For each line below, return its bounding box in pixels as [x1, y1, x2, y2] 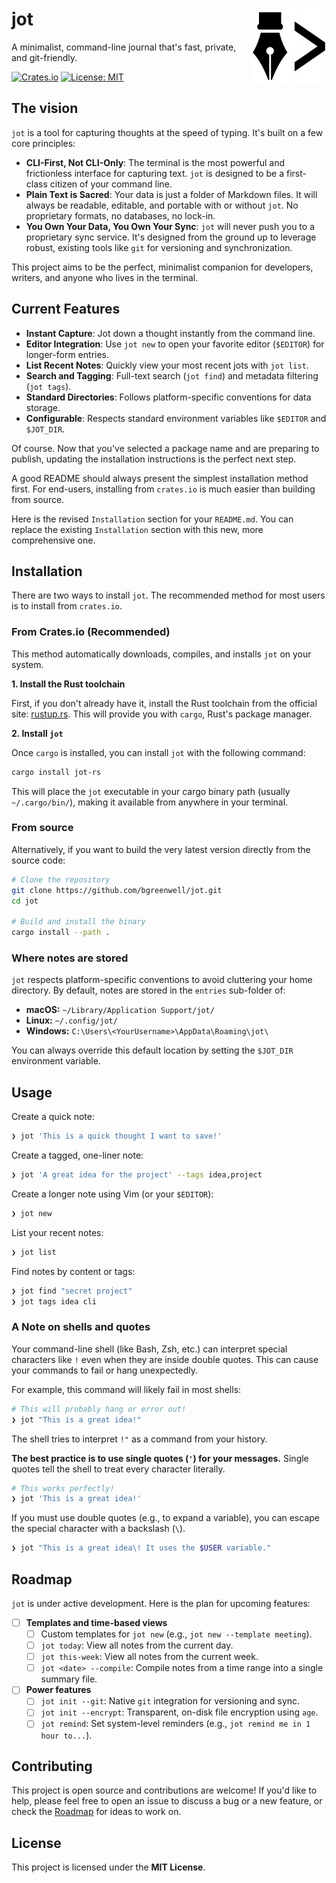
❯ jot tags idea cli [11, 1296, 98, 1307]
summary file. [40, 1673, 98, 1685]
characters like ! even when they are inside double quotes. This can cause [11, 1353, 319, 1365]
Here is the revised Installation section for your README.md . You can [11, 513, 294, 525]
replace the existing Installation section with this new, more [11, 523, 264, 535]
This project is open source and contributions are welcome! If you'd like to [11, 1784, 318, 1797]
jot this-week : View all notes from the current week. [40, 1651, 259, 1663]
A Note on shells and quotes [11, 1320, 151, 1334]
